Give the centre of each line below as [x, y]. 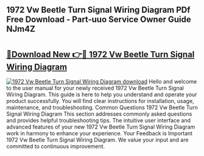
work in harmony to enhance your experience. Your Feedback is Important [100, 133]
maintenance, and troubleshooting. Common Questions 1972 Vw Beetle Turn [102, 107]
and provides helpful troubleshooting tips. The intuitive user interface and [98, 120]
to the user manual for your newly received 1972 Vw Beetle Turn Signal [95, 88]
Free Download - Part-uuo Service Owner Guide [99, 20]
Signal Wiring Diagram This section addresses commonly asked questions [99, 114]
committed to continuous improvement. [56, 146]
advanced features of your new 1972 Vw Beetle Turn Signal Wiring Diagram [101, 127]
